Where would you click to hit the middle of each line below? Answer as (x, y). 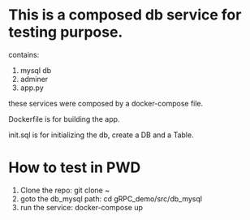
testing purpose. (66, 32)
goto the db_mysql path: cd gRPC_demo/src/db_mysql (111, 198)
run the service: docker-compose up (82, 207)
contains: (24, 54)
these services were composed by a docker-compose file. (106, 103)
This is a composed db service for (125, 15)
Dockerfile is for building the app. (64, 119)
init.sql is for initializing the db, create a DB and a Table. (101, 135)
